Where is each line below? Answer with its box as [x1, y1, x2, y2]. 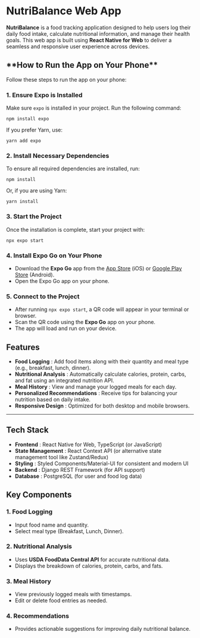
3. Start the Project [6, 213, 62, 221]
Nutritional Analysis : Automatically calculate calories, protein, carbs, [14, 371, 186, 378]
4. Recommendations [6, 612, 70, 620]
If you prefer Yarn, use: [6, 126, 62, 133]
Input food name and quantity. [14, 521, 89, 528]
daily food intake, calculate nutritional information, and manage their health [6, 30, 190, 37]
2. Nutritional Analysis [6, 542, 73, 550]
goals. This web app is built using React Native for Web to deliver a [6, 36, 172, 43]
